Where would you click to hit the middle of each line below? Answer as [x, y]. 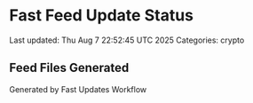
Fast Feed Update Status [101, 16]
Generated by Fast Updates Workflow [78, 89]
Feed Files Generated [69, 68]
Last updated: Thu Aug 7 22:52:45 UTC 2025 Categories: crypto [127, 40]
